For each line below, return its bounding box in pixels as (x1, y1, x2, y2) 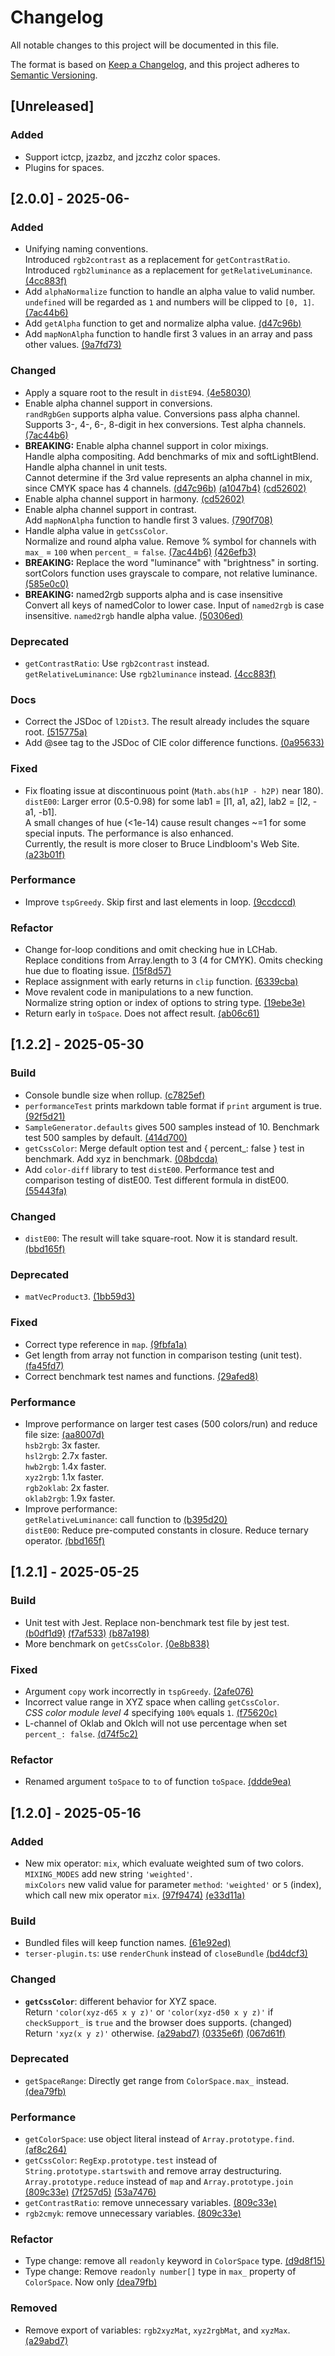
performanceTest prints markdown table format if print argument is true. (24, 1099, 323, 1111)
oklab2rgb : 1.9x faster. (24, 1492, 116, 1504)
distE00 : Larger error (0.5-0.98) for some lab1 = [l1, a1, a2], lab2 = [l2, (24, 795, 311, 807)
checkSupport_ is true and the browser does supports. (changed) (24, 2016, 293, 2028)
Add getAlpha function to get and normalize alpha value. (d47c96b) (24, 317, 302, 330)
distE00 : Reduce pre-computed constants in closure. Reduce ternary (24, 1524, 309, 1536)
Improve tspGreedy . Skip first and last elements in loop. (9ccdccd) (24, 896, 297, 908)
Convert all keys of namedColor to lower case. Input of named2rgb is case (24, 599, 325, 611)
